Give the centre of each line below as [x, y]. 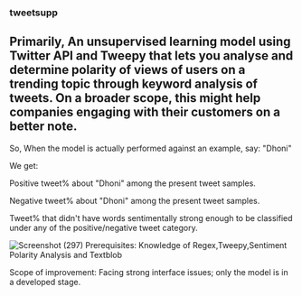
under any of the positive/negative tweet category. [104, 227]
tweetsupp [34, 13]
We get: [24, 165]
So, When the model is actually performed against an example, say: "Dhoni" [151, 148]
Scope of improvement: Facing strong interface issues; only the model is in [149, 272]
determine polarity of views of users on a [127, 70]
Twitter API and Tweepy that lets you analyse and [151, 56]
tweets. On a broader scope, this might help [135, 98]
